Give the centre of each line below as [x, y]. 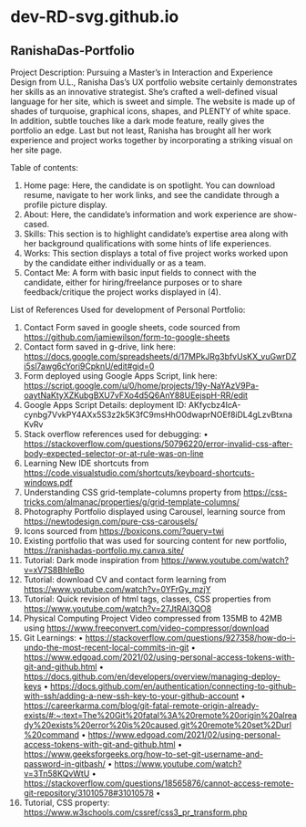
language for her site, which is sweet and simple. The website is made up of [153, 101]
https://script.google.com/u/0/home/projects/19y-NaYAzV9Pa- [141, 386]
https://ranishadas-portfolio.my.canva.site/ [104, 550]
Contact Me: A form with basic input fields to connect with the [140, 272]
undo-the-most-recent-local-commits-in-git [106, 647]
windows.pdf [48, 482]
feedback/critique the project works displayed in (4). [122, 292]
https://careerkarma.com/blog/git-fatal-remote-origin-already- [141, 706]
